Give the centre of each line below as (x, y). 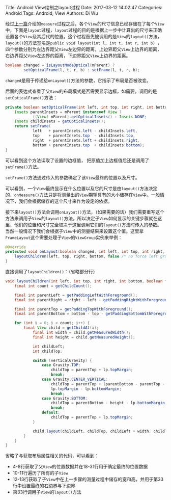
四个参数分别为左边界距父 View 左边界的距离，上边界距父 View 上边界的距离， (83, 49)
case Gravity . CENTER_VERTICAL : (75, 379)
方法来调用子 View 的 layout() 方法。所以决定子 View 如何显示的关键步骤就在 (81, 218)
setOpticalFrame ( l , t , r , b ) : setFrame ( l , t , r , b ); (82, 70)
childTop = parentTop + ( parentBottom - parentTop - (108, 384)
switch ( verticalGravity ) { (62, 360)
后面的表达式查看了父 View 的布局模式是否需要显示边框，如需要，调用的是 (81, 91)
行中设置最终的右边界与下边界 (44, 486)
